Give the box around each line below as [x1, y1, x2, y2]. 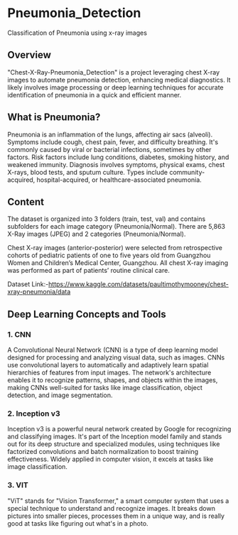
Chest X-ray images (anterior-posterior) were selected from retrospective [7, 244, 222, 252]
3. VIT [7, 480, 28, 490]
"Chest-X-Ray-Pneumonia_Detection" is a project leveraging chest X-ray [7, 67, 220, 76]
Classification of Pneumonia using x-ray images [7, 28, 148, 37]
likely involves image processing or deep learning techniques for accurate [7, 83, 224, 92]
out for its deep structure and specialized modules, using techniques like [7, 440, 220, 448]
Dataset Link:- [7, 280, 49, 288]
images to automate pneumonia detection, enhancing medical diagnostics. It [7, 75, 231, 84]
